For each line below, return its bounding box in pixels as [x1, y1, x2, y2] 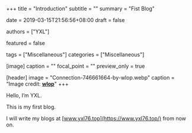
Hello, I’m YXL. [6, 92, 43, 99]
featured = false [6, 40, 46, 46]
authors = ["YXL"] [6, 28, 50, 35]
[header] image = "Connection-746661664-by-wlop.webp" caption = [6, 74, 175, 81]
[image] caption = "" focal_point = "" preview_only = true [6, 62, 145, 69]
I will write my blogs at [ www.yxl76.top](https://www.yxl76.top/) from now [6, 115, 187, 122]
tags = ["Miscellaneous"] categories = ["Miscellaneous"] [6, 51, 145, 58]
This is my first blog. [6, 103, 56, 110]
